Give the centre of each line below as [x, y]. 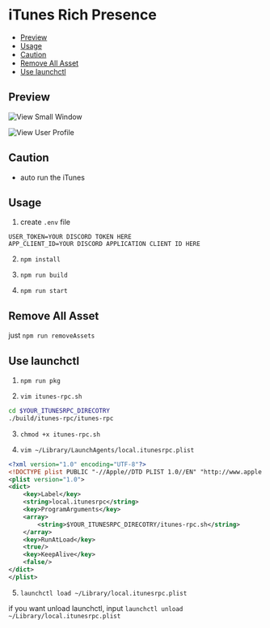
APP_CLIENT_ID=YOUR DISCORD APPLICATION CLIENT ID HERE [104, 244]
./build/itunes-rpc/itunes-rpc [61, 418]
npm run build [44, 276]
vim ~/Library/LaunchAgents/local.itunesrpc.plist [107, 450]
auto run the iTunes [52, 177]
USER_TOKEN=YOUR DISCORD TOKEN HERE [70, 237]
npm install [40, 260]
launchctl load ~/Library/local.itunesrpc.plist [103, 593]
